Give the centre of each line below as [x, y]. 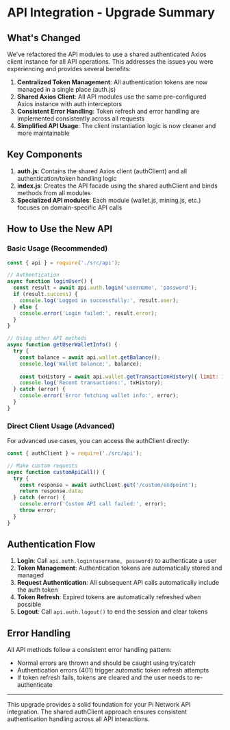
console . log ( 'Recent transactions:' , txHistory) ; [92, 383]
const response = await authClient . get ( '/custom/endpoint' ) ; [108, 485]
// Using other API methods [47, 338]
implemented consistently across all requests [81, 118]
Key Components [45, 154]
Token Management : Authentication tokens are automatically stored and [119, 568]
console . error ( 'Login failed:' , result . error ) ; [88, 313]
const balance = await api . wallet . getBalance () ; [90, 357]
